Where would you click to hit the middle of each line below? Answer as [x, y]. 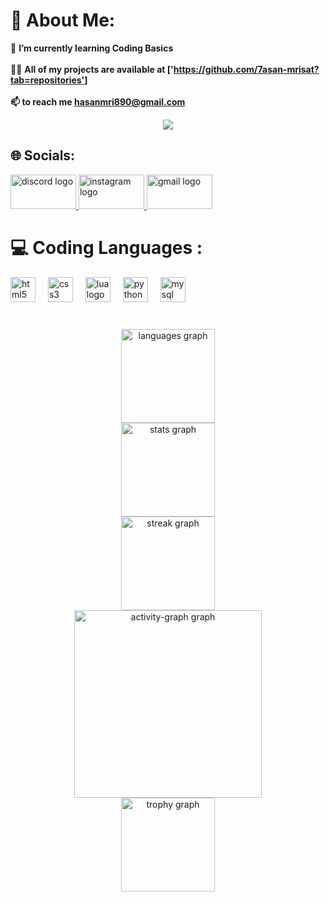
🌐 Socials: [43, 155]
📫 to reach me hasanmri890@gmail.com [98, 101]
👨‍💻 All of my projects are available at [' [92, 69]
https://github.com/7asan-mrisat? [246, 69]
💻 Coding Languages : [106, 247]
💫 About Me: [63, 20]
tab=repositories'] [49, 80]
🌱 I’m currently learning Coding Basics [92, 48]
